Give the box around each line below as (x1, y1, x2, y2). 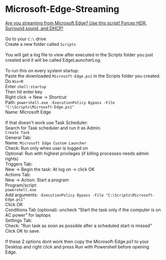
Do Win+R (5, 78, 24, 84)
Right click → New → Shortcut (5, 94, 67, 100)
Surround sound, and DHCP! (5, 25, 64, 31)
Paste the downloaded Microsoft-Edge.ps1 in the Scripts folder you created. (5, 73, 161, 79)
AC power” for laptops (5, 212, 51, 218)
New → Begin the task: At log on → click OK (5, 166, 95, 172)
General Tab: (5, 134, 31, 140)
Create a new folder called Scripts (5, 41, 76, 47)
